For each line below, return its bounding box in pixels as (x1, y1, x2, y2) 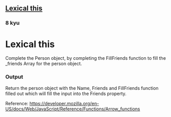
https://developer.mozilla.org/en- (29, 100, 99, 106)
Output (5, 74, 24, 81)
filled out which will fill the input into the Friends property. (5, 90, 127, 97)
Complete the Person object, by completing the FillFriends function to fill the (5, 55, 166, 61)
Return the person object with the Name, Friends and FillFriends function (5, 85, 159, 91)
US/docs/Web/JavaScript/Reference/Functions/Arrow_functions (5, 106, 140, 112)
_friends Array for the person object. (5, 61, 82, 67)
